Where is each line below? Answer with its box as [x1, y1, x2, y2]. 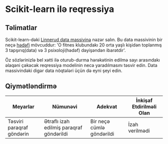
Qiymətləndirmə [5, 82, 57, 90]
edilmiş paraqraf [44, 124, 82, 131]
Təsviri [7, 117, 23, 124]
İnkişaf [135, 96, 153, 103]
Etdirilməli [131, 103, 156, 110]
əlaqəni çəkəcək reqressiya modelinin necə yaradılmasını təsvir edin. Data [5, 62, 157, 68]
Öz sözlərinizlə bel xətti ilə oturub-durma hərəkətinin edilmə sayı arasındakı [5, 57, 160, 63]
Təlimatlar [5, 23, 37, 32]
